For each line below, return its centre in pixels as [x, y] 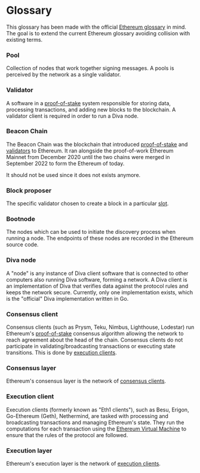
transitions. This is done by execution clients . [62, 353]
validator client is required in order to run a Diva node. [73, 116]
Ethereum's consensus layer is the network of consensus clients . [86, 381]
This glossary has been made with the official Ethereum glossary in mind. [96, 27]
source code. [22, 245]
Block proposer [29, 190]
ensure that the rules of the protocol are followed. [67, 435]
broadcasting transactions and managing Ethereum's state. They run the [95, 422]
